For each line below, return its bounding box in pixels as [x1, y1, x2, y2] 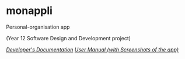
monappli [6, 4, 53, 18]
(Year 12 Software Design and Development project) [6, 34, 131, 41]
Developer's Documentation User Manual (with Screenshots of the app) [6, 46, 179, 53]
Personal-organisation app [6, 23, 70, 30]
